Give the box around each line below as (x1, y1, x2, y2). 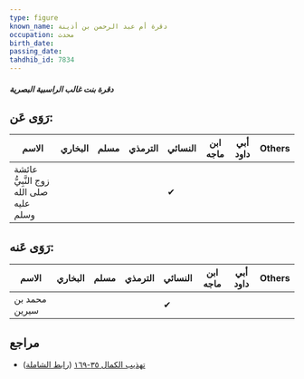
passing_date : (9, 47, 63, 56)
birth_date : (9, 38, 54, 48)
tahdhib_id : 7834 (9, 55, 75, 64)
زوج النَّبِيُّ (14, 174, 50, 187)
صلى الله (14, 186, 48, 199)
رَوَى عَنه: (9, 239, 54, 255)
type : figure (9, 13, 59, 23)
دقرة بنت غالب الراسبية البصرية (9, 83, 114, 94)
